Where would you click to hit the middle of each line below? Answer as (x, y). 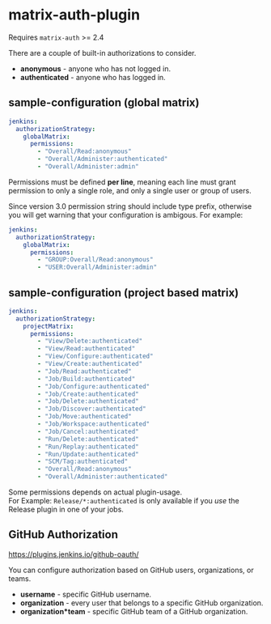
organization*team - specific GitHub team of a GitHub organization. (134, 611)
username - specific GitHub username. (86, 594)
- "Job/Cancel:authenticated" (88, 431)
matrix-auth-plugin (74, 15)
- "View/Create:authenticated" (90, 364)
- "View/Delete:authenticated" (90, 342)
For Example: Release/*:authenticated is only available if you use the (124, 501)
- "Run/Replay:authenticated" (88, 447)
